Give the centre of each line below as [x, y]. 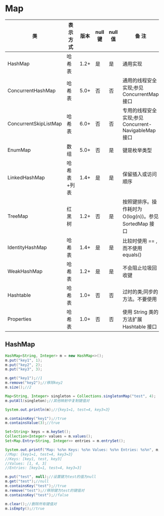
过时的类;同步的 [140, 292]
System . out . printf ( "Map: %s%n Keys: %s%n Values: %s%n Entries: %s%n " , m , [83, 450]
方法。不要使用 [140, 299]
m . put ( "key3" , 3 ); [24, 369]
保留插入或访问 [140, 174]
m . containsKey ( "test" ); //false [37, 495]
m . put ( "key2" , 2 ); [24, 365]
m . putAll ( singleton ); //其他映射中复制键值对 [47, 401]
